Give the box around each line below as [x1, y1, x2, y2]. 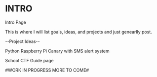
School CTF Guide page [5, 57, 54, 63]
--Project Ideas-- [5, 38, 40, 44]
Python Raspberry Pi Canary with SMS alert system [5, 48, 110, 54]
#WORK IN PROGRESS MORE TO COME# [5, 67, 89, 73]
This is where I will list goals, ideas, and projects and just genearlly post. [5, 29, 152, 35]
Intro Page [5, 19, 26, 25]
